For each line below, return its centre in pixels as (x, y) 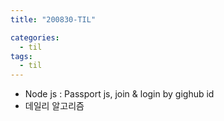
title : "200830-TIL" (53, 19)
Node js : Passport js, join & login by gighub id (119, 94)
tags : (21, 56)
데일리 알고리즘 (54, 106)
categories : (35, 37)
